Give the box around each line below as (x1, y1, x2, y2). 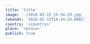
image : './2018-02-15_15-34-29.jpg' (5, 12, 83, 17)
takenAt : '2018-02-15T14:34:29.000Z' (5, 17, 86, 22)
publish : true (5, 31, 36, 36)
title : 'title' (5, 7, 38, 13)
